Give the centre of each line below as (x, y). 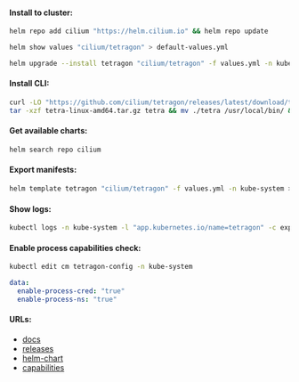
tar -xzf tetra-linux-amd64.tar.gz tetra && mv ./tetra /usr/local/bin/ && (153, 110)
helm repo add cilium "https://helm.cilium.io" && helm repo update (139, 31)
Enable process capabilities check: (75, 248)
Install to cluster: (41, 12)
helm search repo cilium (55, 150)
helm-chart (43, 358)
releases (38, 348)
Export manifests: (43, 170)
